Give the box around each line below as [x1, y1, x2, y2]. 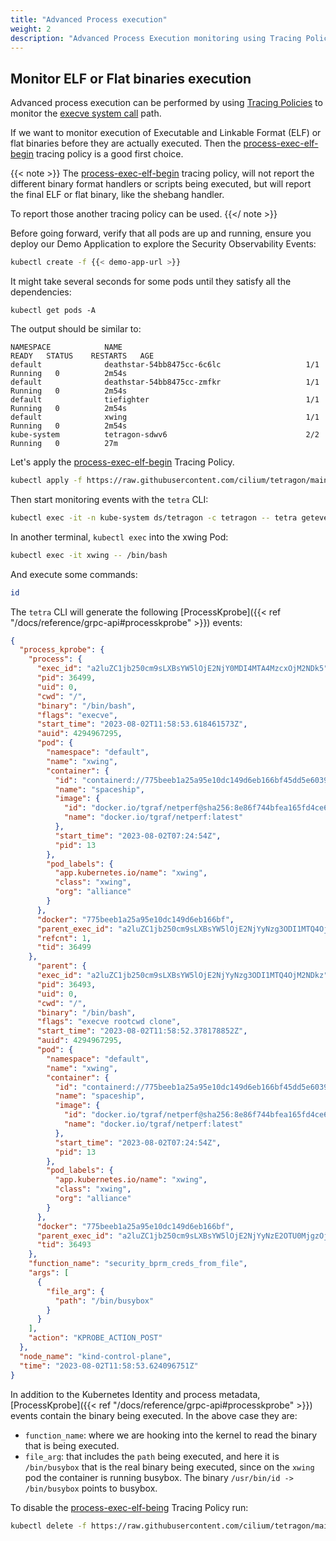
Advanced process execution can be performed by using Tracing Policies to [10, 97, 323, 109]
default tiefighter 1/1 [10, 395, 320, 405]
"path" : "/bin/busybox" [54, 1296, 155, 1306]
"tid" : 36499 [36, 942, 92, 953]
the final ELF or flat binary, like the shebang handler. [10, 189, 225, 201]
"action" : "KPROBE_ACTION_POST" [28, 1333, 163, 1343]
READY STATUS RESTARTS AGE [10, 351, 155, 361]
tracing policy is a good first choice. [35, 148, 184, 160]
